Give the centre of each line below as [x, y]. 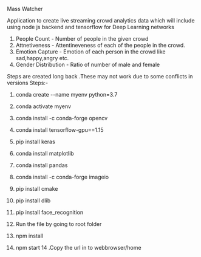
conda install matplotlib [45, 153]
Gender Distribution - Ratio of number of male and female [88, 64]
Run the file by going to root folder [59, 224]
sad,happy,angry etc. [42, 58]
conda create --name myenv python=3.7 [66, 94]
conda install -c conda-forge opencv [62, 118]
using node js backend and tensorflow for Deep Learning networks [91, 27]
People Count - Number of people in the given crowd [82, 39]
